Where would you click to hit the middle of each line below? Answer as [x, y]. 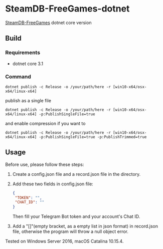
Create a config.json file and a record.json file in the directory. [76, 174]
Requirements [23, 53]
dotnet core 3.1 [28, 64]
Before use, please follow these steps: [45, 164]
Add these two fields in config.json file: [53, 184]
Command [18, 77]
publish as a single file [28, 100]
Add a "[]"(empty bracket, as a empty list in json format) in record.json [85, 226]
